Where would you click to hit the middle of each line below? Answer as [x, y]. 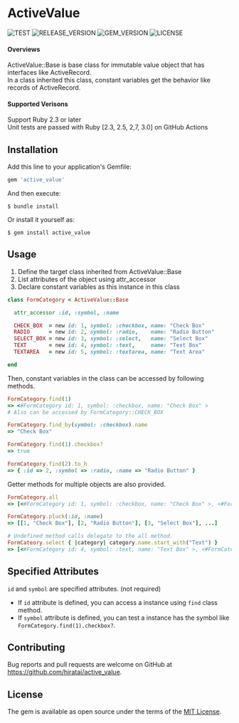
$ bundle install [33, 207]
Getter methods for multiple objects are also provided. [86, 484]
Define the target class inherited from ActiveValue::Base [100, 271]
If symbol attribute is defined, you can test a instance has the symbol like [123, 618]
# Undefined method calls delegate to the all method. [90, 536]
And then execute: [34, 194]
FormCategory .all [33, 497]
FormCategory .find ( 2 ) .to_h [47, 464]
